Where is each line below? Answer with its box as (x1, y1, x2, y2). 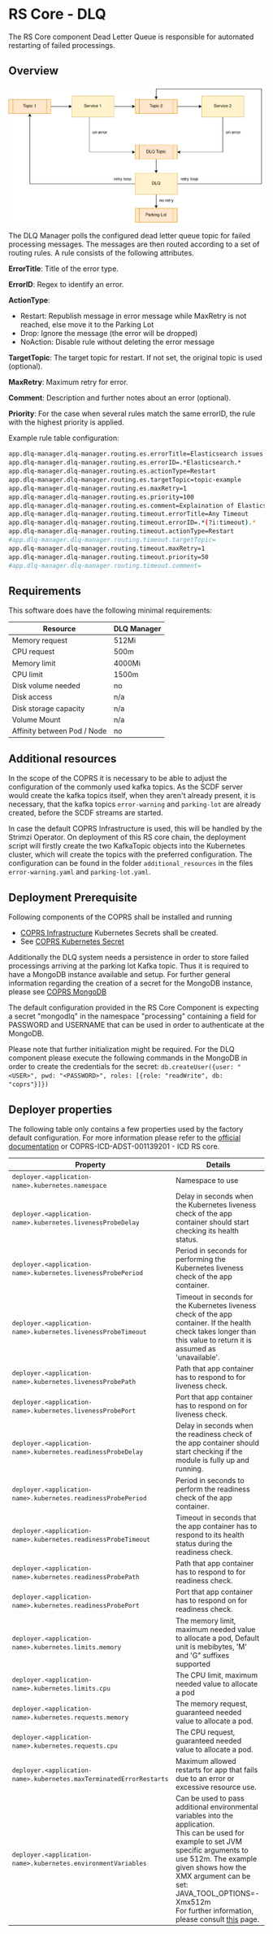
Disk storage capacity (11, 703, 85, 713)
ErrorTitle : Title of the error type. (8, 264, 119, 273)
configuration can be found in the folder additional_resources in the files (8, 858, 253, 868)
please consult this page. (175, 1914, 260, 1924)
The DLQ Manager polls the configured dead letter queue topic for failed (8, 231, 251, 241)
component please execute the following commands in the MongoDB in (8, 1053, 248, 1063)
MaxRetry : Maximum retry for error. (8, 378, 128, 387)
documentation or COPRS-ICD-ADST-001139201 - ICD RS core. (8, 1142, 220, 1151)
